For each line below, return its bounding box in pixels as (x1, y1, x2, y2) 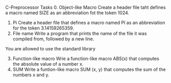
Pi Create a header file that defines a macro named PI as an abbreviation (12, 20, 165, 25)
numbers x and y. (12, 72, 50, 78)
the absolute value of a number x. (12, 61, 84, 67)
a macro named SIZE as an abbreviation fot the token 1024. (5, 10, 129, 16)
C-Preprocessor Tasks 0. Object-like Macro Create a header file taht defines (5, 5, 166, 10)
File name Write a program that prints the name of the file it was (12, 31, 147, 36)
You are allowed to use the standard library (5, 46, 96, 51)
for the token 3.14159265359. (12, 25, 74, 31)
